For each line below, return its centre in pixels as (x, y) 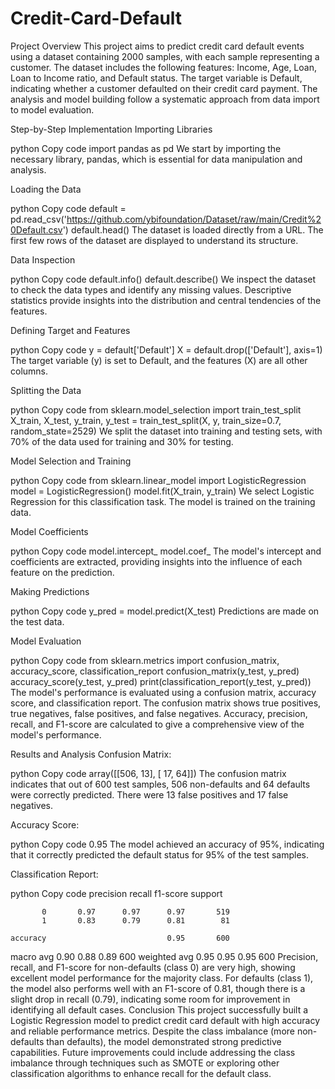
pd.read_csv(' (38, 219)
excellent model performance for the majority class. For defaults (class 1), (162, 978)
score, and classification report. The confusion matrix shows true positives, (166, 703)
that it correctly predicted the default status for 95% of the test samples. (160, 854)
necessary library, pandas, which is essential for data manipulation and (156, 159)
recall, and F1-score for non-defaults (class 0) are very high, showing (153, 967)
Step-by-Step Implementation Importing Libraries (111, 129)
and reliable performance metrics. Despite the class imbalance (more (152, 1031)
